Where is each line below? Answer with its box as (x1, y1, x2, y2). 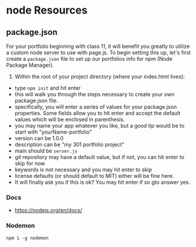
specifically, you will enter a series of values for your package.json (14, 103, 177, 110)
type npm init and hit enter (14, 84, 81, 92)
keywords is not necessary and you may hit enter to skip (14, 166, 152, 173)
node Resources (6, 4, 88, 17)
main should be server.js (14, 147, 78, 154)
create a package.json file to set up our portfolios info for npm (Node (6, 56, 173, 62)
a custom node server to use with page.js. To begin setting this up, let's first (6, 49, 191, 56)
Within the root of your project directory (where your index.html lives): (14, 73, 185, 80)
